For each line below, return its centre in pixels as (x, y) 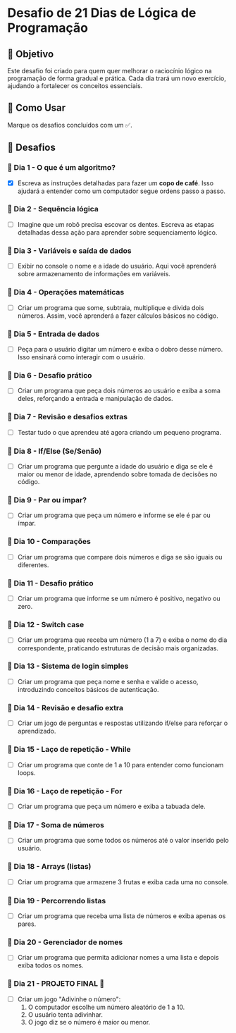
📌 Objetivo (31, 54)
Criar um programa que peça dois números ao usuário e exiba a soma (119, 391)
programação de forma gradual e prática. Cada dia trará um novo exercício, (117, 78)
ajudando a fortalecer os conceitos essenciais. (75, 86)
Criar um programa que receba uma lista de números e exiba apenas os (122, 916)
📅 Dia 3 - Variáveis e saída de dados (69, 250)
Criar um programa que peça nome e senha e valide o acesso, (108, 681)
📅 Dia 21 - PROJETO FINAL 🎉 (56, 984)
